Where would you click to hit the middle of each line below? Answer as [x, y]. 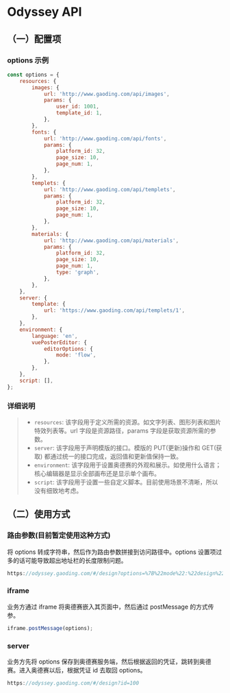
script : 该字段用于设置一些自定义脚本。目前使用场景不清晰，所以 [126, 482]
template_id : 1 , [79, 113]
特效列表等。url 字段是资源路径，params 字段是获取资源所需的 [122, 430]
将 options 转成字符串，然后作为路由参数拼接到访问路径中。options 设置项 [112, 552]
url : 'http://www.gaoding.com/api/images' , [106, 94]
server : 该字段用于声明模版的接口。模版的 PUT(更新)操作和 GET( [125, 448]
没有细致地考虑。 [58, 490]
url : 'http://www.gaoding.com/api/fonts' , [105, 138]
